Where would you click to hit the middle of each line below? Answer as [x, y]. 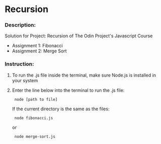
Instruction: [19, 64]
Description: [20, 25]
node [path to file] [36, 99]
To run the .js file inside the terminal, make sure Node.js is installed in [84, 75]
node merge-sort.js [35, 136]
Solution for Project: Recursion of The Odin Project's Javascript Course [79, 36]
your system [25, 80]
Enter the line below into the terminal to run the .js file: [68, 90]
